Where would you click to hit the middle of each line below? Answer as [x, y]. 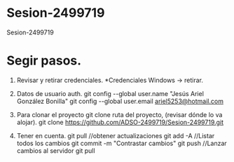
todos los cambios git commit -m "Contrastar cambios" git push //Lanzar [122, 143]
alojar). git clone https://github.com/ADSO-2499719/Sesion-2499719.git [120, 122]
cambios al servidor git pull [56, 150]
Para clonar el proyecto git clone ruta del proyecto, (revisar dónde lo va [119, 114]
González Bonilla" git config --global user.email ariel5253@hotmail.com [120, 101]
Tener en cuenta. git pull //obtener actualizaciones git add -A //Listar [116, 135]
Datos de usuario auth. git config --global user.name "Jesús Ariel [110, 93]
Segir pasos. [44, 61]
